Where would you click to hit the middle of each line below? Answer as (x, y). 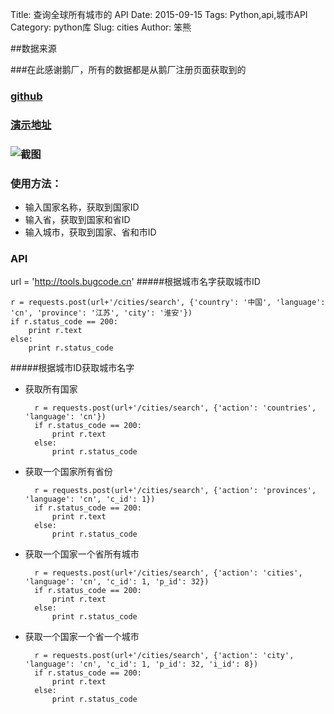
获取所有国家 (51, 389)
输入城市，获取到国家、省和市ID (90, 232)
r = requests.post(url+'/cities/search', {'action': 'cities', (168, 573)
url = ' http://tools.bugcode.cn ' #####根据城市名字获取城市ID (135, 282)
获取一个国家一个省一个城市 (82, 637)
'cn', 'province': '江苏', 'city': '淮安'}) (101, 313)
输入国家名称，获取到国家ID (82, 207)
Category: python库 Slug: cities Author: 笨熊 (101, 27)
